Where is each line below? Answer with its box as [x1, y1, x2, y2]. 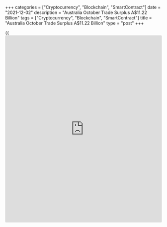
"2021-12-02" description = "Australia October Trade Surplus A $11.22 [5, 9, 148, 15]
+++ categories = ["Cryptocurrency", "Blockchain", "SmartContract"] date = [5, 4, 161, 10]
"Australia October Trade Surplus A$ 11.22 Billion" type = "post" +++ [5, 20, 144, 26]
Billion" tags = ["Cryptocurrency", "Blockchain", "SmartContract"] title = [5, 15, 152, 20]
